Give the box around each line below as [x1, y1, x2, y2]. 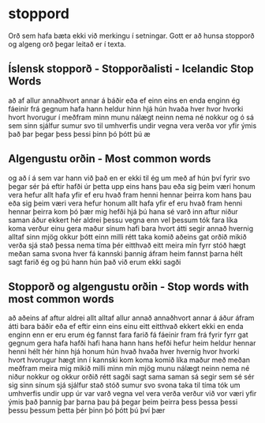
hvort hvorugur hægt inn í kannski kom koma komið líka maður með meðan [8, 355, 251, 364]
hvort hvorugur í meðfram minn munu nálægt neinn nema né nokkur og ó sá [8, 112, 255, 122]
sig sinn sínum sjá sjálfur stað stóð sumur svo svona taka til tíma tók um [8, 380, 241, 390]
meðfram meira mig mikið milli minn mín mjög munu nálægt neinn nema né [8, 364, 250, 373]
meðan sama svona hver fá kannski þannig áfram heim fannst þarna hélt [8, 248, 243, 258]
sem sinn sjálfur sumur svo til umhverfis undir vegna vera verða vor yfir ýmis [8, 120, 257, 130]
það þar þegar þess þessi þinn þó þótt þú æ [8, 129, 151, 138]
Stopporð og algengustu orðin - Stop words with [8, 280, 249, 293]
